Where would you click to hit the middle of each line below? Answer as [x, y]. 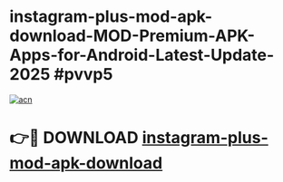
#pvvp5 [83, 75]
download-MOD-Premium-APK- [132, 36]
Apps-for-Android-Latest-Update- [142, 55]
